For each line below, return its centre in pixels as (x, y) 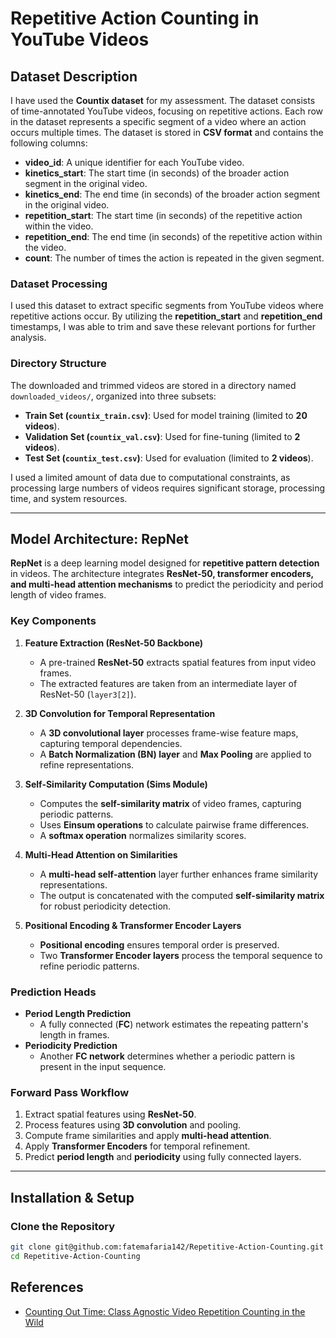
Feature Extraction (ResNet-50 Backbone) (114, 643)
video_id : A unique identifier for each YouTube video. (134, 162)
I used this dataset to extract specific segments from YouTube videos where (167, 306)
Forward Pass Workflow (70, 1092)
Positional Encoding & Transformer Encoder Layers (133, 925)
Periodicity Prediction (71, 1045)
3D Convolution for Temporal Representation (120, 713)
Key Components (53, 621)
